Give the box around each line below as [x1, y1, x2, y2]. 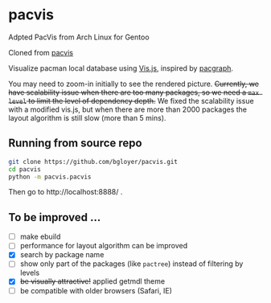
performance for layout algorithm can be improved [19, 241, 188, 251]
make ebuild [19, 231, 61, 242]
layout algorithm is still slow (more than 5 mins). [8, 113, 166, 122]
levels [19, 268, 40, 278]
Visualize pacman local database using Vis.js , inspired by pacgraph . [8, 63, 234, 73]
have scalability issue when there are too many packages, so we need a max [8, 87, 260, 97]
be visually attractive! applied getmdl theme [19, 276, 166, 286]
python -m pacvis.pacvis [8, 173, 92, 181]
